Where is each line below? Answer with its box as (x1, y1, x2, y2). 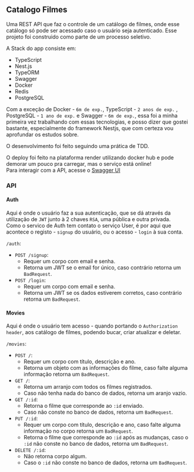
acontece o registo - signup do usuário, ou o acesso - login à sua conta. (6, 228, 183, 235)
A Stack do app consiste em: (6, 45, 77, 52)
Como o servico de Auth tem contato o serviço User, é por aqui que (6, 222, 171, 229)
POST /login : (14, 276, 46, 284)
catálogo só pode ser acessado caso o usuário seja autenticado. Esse (6, 27, 177, 34)
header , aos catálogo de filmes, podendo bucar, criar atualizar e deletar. (6, 329, 182, 336)
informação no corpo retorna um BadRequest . (23, 427, 133, 435)
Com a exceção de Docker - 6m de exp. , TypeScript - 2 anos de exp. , (6, 105, 178, 112)
